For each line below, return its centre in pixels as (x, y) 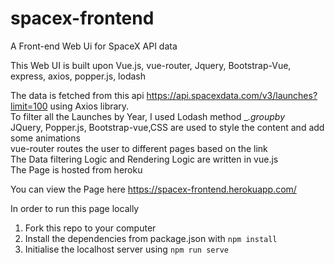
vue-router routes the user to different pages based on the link (139, 148)
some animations (45, 138)
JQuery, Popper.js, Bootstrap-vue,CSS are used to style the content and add (167, 127)
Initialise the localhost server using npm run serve (126, 249)
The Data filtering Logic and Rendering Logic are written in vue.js (144, 159)
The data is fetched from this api (77, 95)
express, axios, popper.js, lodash (78, 76)
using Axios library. (89, 106)
